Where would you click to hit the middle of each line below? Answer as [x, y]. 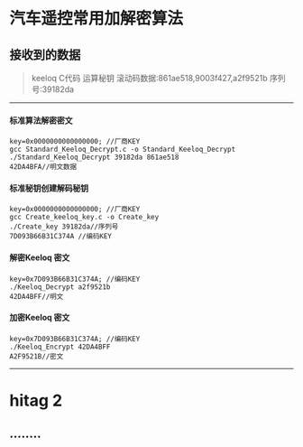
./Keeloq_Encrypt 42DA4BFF [60, 347]
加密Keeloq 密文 [40, 318]
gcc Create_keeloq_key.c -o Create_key [84, 218]
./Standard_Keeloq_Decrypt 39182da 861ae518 [94, 158]
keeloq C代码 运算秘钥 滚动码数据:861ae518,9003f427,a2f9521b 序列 [158, 78]
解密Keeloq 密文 [40, 257]
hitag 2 [36, 400]
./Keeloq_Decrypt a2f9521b [60, 287]
